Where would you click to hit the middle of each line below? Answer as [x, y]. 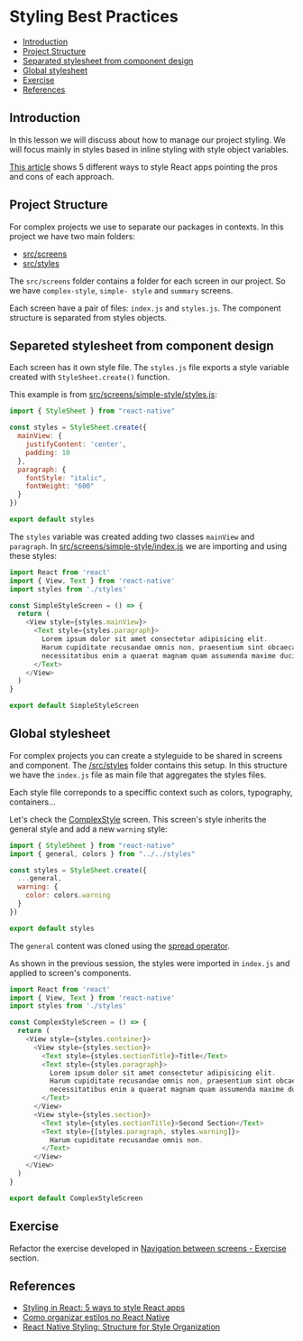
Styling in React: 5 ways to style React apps [104, 1308]
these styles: [33, 555]
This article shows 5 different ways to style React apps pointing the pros [143, 167]
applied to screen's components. [70, 973]
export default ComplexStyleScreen [76, 1198]
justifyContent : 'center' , [76, 444]
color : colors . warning [68, 896]
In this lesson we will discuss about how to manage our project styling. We [147, 140]
